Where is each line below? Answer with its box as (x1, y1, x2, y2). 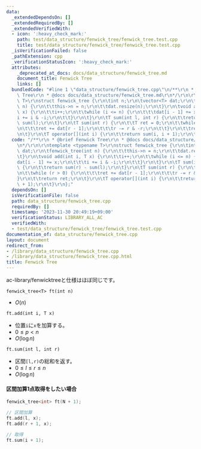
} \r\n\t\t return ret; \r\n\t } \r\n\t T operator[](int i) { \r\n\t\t (17, 176, 184, 182)
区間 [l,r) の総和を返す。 (14, 357, 76, 365)
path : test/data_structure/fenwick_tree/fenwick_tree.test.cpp (17, 37, 178, 43)
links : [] (17, 81, 42, 87)
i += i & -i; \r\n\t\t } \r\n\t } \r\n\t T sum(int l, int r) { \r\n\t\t (17, 114, 186, 120)
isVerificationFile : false (11, 192, 79, 198)
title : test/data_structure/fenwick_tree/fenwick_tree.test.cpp (17, 43, 181, 48)
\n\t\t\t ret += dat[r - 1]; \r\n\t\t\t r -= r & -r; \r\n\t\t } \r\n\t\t (17, 126, 191, 132)
